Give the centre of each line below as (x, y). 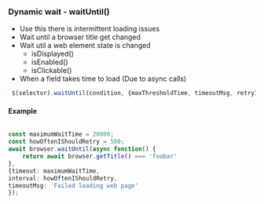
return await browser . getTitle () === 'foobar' (100, 156)
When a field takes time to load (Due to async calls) (103, 79)
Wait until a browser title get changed (80, 37)
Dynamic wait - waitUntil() (59, 12)
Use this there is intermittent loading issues (90, 29)
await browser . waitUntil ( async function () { (82, 149)
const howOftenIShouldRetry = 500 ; (66, 142)
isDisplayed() (53, 54)
